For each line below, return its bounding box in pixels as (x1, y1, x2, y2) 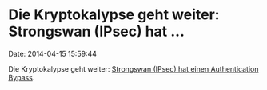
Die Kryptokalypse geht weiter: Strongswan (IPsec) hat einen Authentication (8, 64, 259, 73)
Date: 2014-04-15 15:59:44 (8, 49, 98, 58)
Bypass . (8, 72, 35, 82)
